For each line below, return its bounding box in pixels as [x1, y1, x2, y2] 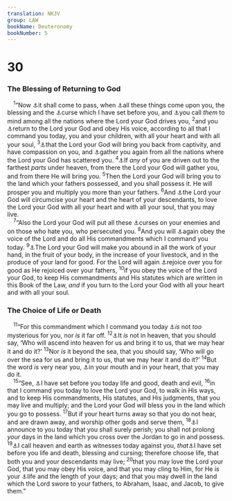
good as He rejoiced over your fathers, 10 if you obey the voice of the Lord [7, 265, 217, 275]
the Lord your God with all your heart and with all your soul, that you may [7, 203, 215, 211]
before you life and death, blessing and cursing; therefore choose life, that [7, 448, 220, 457]
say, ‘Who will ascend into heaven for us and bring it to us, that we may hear [7, 338, 225, 347]
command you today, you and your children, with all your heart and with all [7, 132, 220, 140]
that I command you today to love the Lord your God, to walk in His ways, [7, 386, 216, 394]
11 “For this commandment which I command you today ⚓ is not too [13, 321, 202, 331]
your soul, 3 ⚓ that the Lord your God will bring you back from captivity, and [7, 139, 222, 148]
